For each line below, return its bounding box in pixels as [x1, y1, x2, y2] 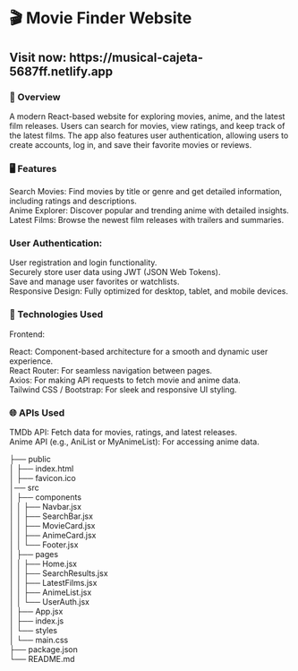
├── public [9, 454, 51, 465]
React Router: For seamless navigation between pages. [9, 365, 213, 375]
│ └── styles [9, 625, 58, 636]
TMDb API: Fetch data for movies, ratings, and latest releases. [9, 427, 238, 438]
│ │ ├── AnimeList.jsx [9, 587, 92, 598]
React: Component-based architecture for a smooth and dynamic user [9, 346, 268, 357]
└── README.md [9, 654, 75, 665]
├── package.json [9, 644, 79, 655]
